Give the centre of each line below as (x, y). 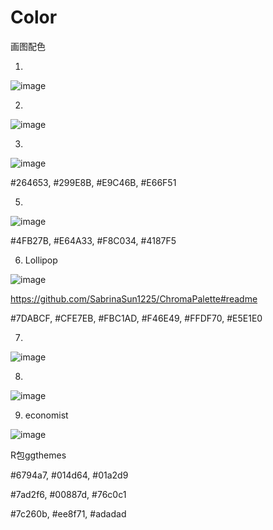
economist (46, 415)
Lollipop (41, 260)
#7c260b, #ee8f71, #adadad (68, 513)
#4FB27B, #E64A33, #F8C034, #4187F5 (93, 240)
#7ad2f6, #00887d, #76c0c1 (68, 494)
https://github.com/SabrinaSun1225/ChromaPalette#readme (134, 298)
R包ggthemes (38, 455)
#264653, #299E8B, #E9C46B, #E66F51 (93, 182)
